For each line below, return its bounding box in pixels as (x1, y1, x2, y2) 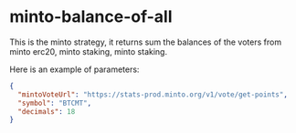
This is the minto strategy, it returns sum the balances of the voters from (9, 36, 281, 47)
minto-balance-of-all (9, 6, 173, 27)
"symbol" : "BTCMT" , (17, 98, 92, 107)
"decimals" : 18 (17, 107, 76, 116)
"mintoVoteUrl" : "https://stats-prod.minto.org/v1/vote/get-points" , (17, 89, 288, 99)
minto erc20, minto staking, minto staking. (9, 46, 167, 56)
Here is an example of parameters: (9, 64, 140, 75)
